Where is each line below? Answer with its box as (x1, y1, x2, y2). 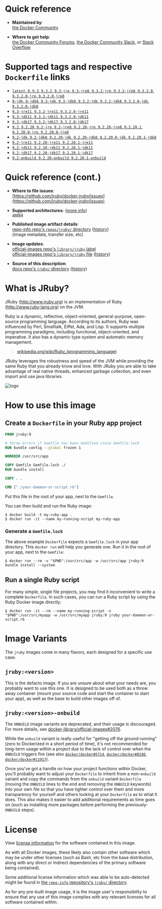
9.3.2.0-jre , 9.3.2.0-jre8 (12, 93, 65, 99)
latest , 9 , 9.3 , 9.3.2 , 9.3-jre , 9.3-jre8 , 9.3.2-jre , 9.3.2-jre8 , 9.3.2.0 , (12, 87, 154, 93)
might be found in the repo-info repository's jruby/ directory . (5, 879, 128, 885)
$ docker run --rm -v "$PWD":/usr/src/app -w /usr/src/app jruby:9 (5, 559, 144, 563)
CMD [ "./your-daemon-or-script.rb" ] (5, 484, 79, 490)
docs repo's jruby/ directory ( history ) (12, 265, 88, 271)
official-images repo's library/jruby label (12, 246, 96, 252)
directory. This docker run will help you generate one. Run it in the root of (5, 544, 151, 550)
